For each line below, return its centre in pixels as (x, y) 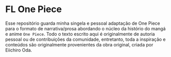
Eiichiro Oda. (19, 50)
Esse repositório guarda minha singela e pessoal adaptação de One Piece (83, 23)
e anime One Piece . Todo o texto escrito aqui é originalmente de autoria (80, 34)
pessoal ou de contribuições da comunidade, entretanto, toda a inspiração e (86, 39)
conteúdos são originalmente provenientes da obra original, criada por (79, 44)
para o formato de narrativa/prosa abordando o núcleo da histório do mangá (86, 28)
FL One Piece (34, 9)
